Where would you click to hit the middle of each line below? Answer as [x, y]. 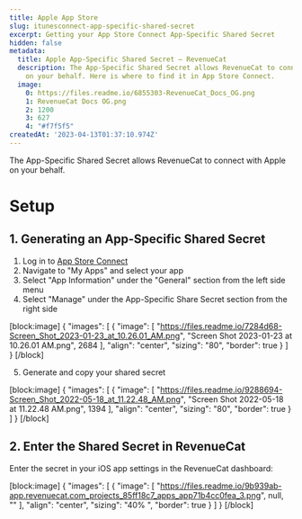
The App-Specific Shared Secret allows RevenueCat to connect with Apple [147, 160]
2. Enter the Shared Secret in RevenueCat [128, 447]
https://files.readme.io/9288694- [222, 389]
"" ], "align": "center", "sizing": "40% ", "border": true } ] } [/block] [132, 505]
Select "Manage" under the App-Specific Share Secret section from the [155, 299]
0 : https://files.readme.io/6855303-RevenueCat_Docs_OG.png [140, 93]
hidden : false [36, 43]
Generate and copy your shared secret [94, 372]
